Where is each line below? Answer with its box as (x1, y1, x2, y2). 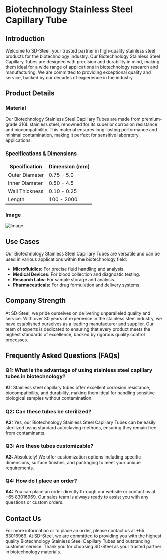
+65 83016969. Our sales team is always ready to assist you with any (5, 494, 149, 500)
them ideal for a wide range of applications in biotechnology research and (5, 64, 158, 70)
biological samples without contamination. (5, 395, 93, 401)
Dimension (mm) (48, 163, 90, 170)
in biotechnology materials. (5, 549, 61, 555)
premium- (141, 116, 162, 122)
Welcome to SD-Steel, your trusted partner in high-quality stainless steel (5, 48, 156, 54)
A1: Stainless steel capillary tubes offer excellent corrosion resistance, (5, 384, 151, 390)
